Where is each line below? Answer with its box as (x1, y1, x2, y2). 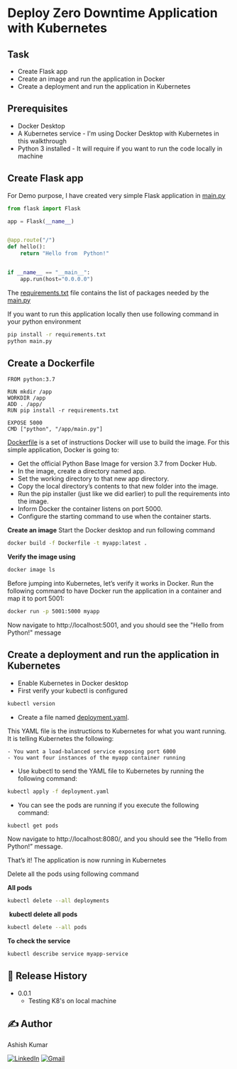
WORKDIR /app (7, 395, 46, 402)
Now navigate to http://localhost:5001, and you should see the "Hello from (7, 620, 224, 629)
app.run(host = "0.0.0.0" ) (20, 275, 94, 283)
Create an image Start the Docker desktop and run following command (7, 526, 215, 534)
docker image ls (7, 566, 55, 574)
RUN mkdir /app (7, 388, 53, 395)
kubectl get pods (7, 822, 59, 829)
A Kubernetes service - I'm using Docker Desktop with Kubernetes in (17, 129, 220, 138)
